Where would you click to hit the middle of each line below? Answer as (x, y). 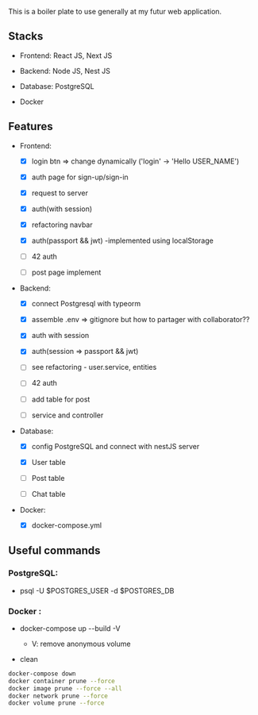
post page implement (66, 272)
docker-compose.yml (66, 525)
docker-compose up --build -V (70, 628)
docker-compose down (42, 674)
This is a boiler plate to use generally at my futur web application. (115, 12)
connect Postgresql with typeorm (86, 304)
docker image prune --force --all (65, 688)
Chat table (48, 494)
